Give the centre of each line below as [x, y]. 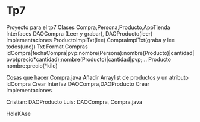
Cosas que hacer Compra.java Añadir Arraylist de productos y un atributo [97, 77]
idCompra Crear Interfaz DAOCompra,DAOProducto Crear [78, 84]
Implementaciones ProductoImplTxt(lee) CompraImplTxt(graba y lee [91, 40]
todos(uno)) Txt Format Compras [47, 47]
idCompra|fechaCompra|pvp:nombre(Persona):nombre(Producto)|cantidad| [100, 53]
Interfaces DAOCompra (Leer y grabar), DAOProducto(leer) [80, 33]
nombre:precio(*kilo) [32, 66]
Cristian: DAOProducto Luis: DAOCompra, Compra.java [74, 102]
